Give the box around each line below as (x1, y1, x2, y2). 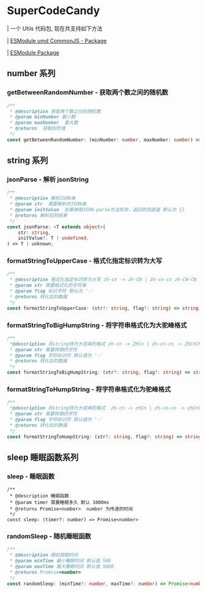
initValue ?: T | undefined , (18, 235, 89, 241)
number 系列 (7, 68, 56, 79)
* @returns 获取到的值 (9, 125, 66, 132)
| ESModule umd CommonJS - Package (7, 37, 107, 44)
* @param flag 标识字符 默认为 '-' (9, 288, 94, 295)
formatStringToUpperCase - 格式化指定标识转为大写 (7, 257, 163, 265)
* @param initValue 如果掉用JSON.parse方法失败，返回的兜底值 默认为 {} (9, 207, 185, 213)
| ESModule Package (7, 48, 60, 56)
